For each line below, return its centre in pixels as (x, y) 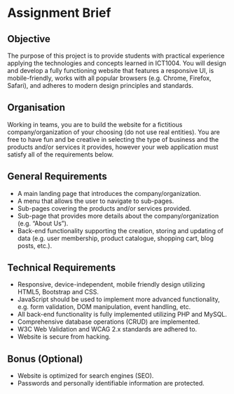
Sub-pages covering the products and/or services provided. (104, 208)
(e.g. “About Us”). (43, 223)
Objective (29, 39)
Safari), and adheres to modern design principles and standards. (101, 85)
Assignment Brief (59, 13)
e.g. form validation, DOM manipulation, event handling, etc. (104, 307)
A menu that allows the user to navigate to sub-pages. (96, 201)
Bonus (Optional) (45, 359)
